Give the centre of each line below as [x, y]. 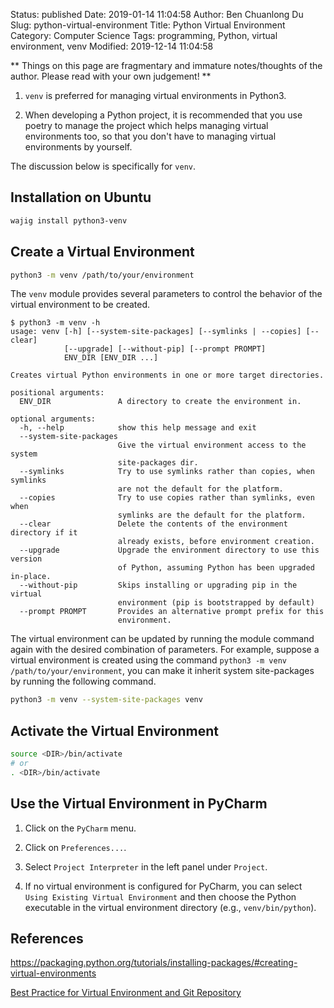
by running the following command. [83, 681]
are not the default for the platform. [200, 489]
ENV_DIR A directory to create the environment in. [160, 402]
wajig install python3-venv [69, 220]
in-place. [31, 577]
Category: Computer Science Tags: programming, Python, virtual [144, 35]
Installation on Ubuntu [81, 197]
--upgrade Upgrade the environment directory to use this [169, 550]
